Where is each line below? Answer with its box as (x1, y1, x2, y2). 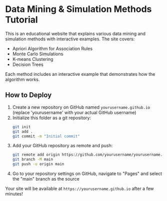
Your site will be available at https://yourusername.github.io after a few (5, 186, 154, 192)
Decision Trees (12, 61, 43, 67)
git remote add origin (12, 152, 60, 158)
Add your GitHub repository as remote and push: (12, 143, 113, 149)
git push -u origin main (12, 162, 64, 167)
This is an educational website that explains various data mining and (5, 30, 146, 36)
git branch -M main (12, 157, 53, 162)
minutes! (5, 191, 23, 197)
